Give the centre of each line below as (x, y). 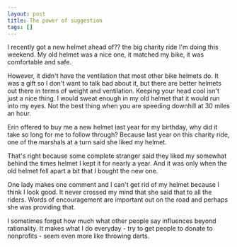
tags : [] (20, 27)
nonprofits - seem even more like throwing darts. (79, 236)
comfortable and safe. (40, 62)
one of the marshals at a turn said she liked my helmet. (87, 142)
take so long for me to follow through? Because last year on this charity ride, (118, 134)
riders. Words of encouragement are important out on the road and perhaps (118, 200)
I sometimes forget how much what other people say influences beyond (112, 221)
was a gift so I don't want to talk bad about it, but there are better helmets (114, 84)
